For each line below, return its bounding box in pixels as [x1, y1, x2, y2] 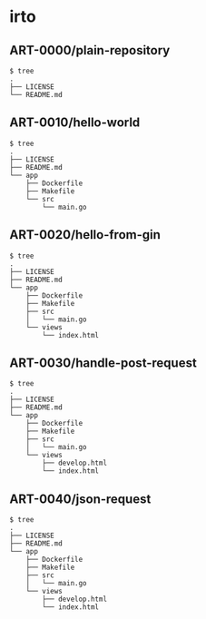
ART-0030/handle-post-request [9, 356, 197, 371]
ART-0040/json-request [9, 491, 152, 506]
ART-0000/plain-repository [9, 43, 171, 58]
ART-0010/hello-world [9, 115, 141, 131]
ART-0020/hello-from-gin [9, 227, 162, 242]
